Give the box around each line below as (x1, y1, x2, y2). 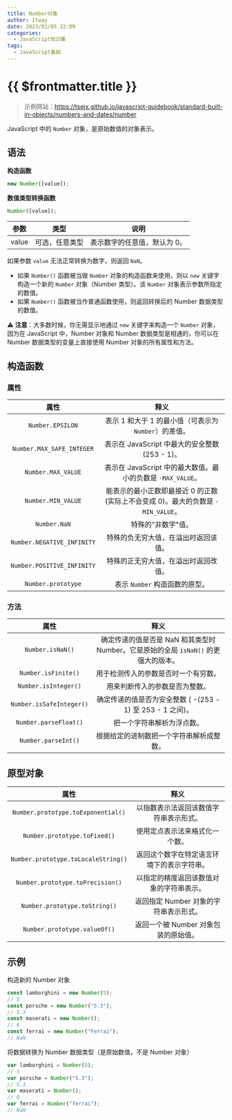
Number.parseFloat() (16, 718, 84, 727)
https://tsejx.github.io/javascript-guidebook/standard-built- (54, 102, 223, 111)
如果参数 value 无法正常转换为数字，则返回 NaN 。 (7, 257, 146, 265)
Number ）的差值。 (133, 427, 190, 436)
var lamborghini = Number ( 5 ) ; (7, 1061, 95, 1069)
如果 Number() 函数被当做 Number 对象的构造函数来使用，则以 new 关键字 (17, 272, 220, 280)
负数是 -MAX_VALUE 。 (136, 473, 202, 483)
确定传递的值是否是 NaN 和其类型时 (101, 635, 216, 645)
